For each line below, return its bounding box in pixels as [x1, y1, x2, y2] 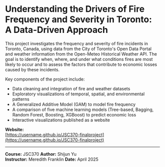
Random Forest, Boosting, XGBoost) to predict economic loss [12, 111, 137, 117]
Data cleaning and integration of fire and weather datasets [12, 85, 131, 91]
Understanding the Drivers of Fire [5, 3, 145, 15]
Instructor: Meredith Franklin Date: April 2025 [5, 156, 99, 162]
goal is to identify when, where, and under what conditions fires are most [5, 56, 153, 62]
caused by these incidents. [5, 66, 60, 72]
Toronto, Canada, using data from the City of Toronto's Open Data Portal [5, 46, 152, 52]
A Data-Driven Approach [5, 25, 108, 35]
